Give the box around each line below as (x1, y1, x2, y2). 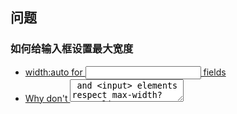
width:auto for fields (24, 66, 227, 78)
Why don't (24, 92, 68, 104)
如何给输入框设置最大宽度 (10, 42, 134, 56)
